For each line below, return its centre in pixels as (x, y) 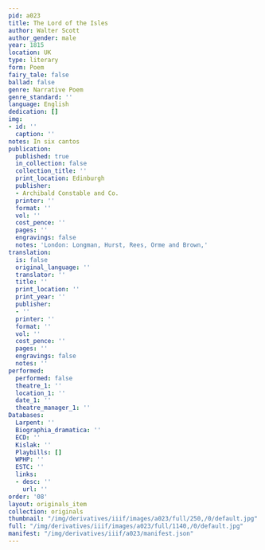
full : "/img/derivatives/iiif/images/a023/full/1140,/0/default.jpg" (126, 526)
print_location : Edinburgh (60, 179)
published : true (42, 156)
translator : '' (41, 275)
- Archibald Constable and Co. (67, 193)
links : (26, 474)
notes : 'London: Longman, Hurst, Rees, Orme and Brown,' (112, 245)
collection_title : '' (51, 171)
